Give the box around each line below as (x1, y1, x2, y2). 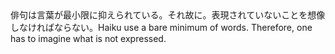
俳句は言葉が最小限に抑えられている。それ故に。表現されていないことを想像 (10, 9, 326, 21)
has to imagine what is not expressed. (10, 33, 167, 44)
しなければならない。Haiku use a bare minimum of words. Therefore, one (10, 22, 313, 33)
